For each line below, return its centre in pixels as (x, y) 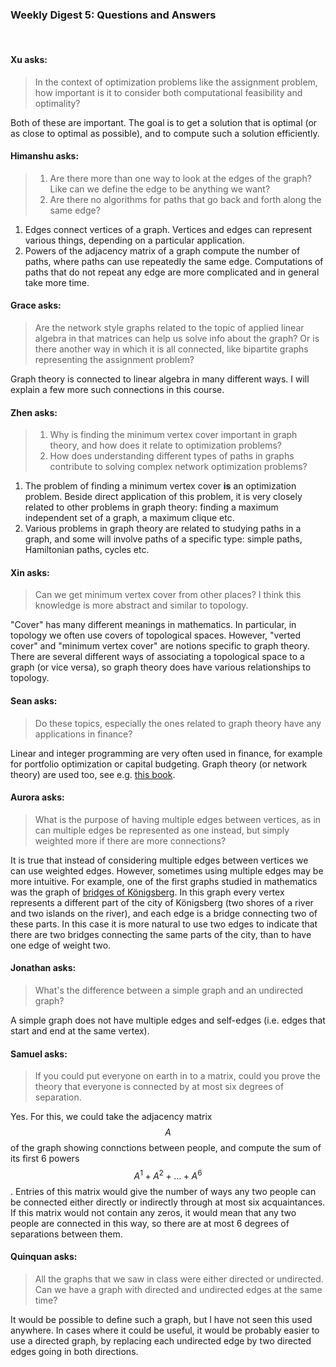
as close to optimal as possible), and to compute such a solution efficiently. (165, 133)
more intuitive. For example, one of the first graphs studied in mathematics (164, 881)
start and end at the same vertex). (80, 1030)
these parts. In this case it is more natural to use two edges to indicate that (164, 924)
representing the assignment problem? (114, 359)
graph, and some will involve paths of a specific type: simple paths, (163, 539)
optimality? (57, 103)
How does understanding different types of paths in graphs (172, 456)
